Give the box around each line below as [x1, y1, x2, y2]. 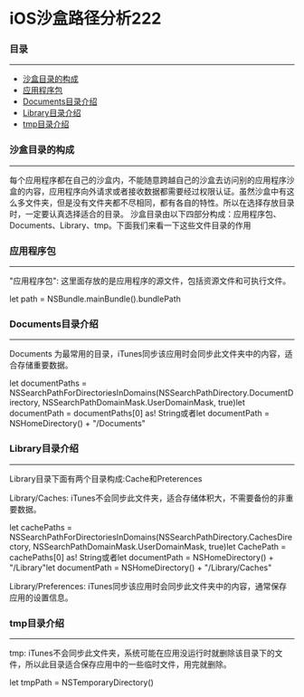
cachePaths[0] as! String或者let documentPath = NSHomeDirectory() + [9, 551, 274, 562]
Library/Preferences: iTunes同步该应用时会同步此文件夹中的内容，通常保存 [9, 580, 288, 591]
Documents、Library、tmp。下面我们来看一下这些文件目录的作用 [9, 219, 252, 231]
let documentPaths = [9, 377, 88, 389]
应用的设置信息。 [9, 592, 73, 603]
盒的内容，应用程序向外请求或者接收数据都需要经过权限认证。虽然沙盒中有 [9, 186, 287, 196]
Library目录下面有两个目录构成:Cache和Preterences [9, 473, 203, 484]
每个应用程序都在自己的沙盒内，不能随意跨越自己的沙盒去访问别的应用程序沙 [9, 174, 295, 186]
